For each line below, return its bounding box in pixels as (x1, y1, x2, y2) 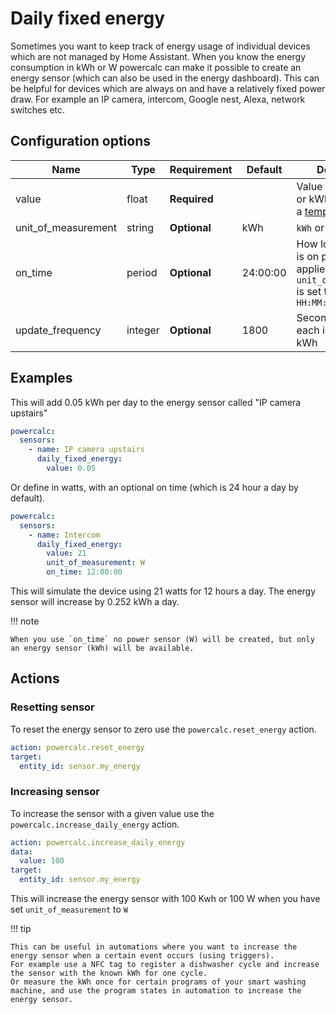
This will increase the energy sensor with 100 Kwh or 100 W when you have (10, 893, 321, 905)
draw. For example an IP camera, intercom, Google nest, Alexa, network (10, 93, 306, 105)
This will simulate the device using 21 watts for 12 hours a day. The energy (10, 585, 317, 597)
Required (169, 192, 214, 206)
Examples (10, 370, 73, 387)
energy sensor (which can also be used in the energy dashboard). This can (10, 72, 320, 84)
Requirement (169, 162, 233, 176)
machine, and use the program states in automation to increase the (10, 986, 302, 996)
